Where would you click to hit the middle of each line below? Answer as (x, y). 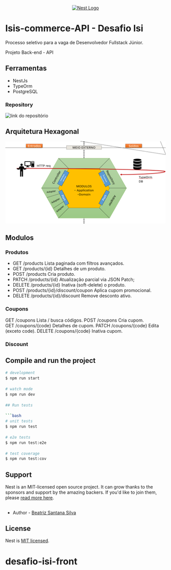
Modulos (20, 238)
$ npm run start (22, 378)
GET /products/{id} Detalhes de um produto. (59, 269)
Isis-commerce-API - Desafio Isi (74, 28)
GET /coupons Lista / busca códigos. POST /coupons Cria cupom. (75, 320)
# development (20, 373)
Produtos (17, 252)
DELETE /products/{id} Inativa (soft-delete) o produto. (69, 285)
